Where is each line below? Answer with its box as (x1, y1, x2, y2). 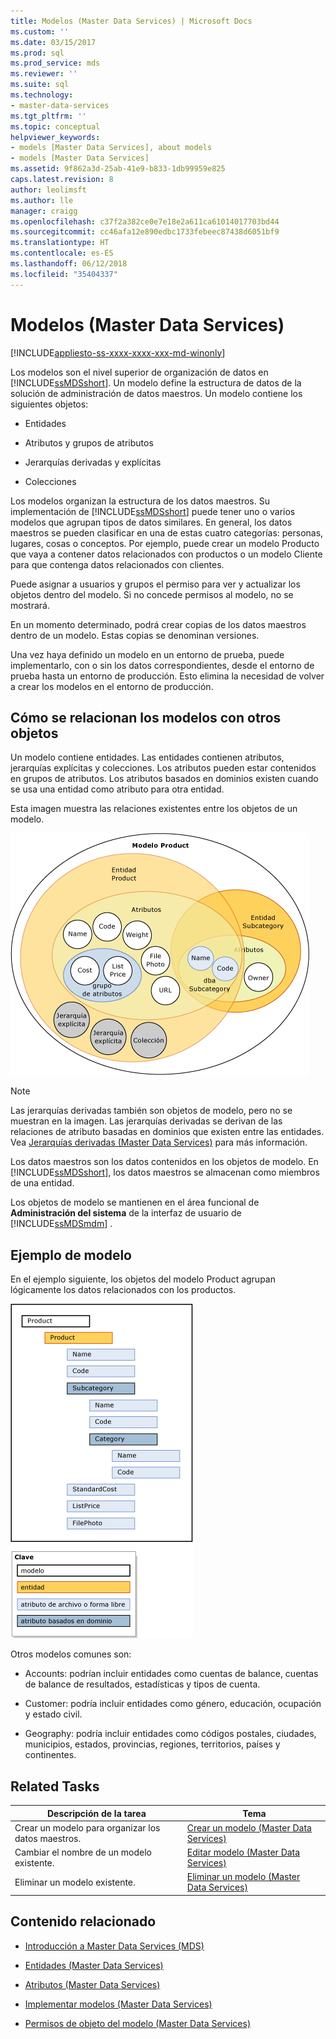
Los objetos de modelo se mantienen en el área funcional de (10, 1196, 260, 1209)
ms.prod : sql (10, 48, 65, 58)
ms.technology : (10, 90, 74, 100)
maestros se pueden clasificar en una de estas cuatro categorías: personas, (10, 526, 324, 539)
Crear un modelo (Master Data (186, 1821, 312, 1834)
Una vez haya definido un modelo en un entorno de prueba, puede (10, 648, 285, 660)
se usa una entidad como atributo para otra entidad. (10, 783, 225, 795)
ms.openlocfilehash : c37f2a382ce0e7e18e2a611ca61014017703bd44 (10, 216, 280, 227)
